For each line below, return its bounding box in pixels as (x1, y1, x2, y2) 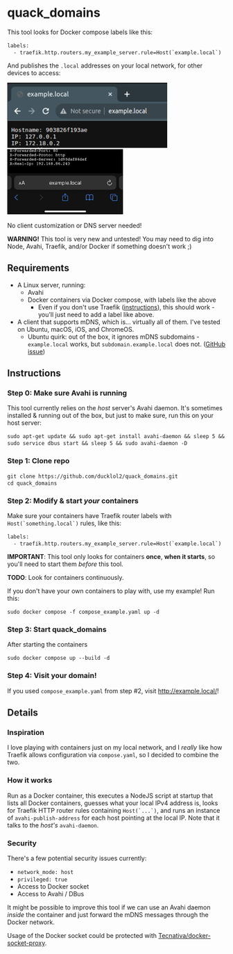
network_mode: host (17, 868, 74, 875)
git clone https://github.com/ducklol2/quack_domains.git (7, 473, 178, 480)
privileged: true (17, 876, 68, 883)
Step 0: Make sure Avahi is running (7, 388, 127, 398)
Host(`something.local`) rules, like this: (7, 519, 121, 528)
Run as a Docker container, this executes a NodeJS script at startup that (7, 791, 214, 800)
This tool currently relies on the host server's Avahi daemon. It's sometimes (7, 404, 223, 412)
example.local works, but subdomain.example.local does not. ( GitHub (27, 339, 226, 348)
